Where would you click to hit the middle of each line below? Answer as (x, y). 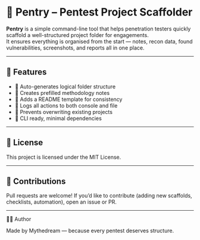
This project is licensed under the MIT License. (64, 157)
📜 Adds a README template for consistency (68, 99)
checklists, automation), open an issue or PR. (62, 202)
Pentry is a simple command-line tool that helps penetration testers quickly (99, 29)
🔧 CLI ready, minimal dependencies (58, 118)
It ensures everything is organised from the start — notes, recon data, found (99, 41)
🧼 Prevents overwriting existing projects (64, 112)
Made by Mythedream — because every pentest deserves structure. (90, 231)
